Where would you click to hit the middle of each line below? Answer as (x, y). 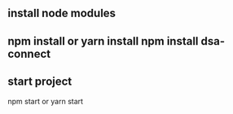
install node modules (62, 13)
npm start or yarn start (45, 101)
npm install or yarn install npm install (103, 41)
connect (29, 53)
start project (40, 82)
